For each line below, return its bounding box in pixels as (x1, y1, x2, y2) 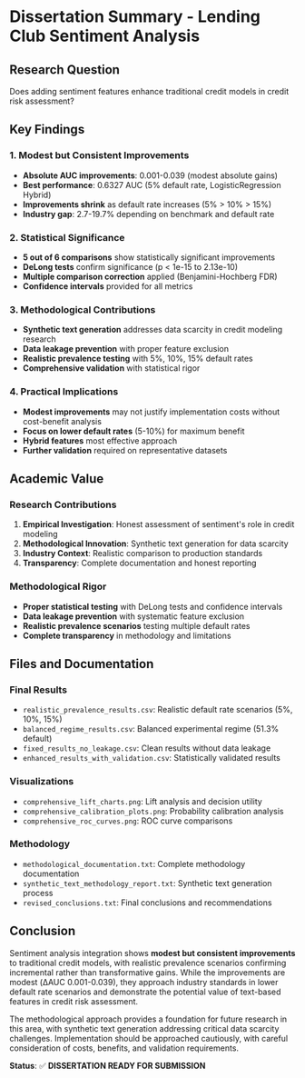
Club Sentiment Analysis (9, 25, 201, 46)
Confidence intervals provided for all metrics (22, 280, 193, 292)
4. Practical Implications (9, 385, 119, 398)
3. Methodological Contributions (9, 303, 156, 315)
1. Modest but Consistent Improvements (9, 149, 190, 162)
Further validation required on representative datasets (22, 444, 228, 455)
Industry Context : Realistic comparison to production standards (22, 548, 263, 559)
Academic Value (9, 471, 104, 486)
